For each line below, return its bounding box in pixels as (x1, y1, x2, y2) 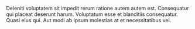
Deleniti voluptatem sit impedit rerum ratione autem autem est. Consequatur (6, 5, 189, 11)
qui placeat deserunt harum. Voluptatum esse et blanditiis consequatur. (6, 11, 179, 18)
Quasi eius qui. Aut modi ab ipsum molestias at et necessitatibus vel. (6, 17, 172, 23)
